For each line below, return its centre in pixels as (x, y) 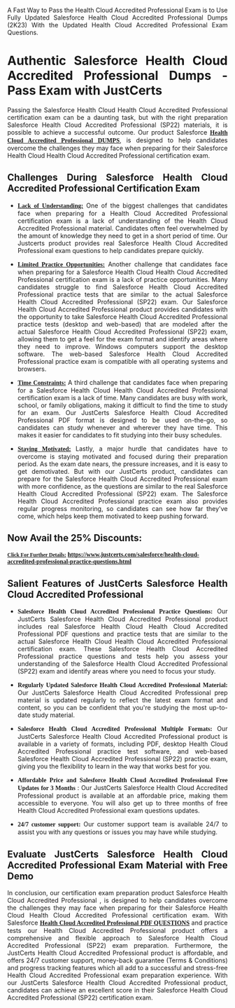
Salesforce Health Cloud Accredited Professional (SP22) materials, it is (117, 125)
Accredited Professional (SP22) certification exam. (80, 997)
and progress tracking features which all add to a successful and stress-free (117, 968)
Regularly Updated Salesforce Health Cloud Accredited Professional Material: (122, 685)
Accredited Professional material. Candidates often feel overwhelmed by (122, 228)
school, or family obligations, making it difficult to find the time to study (122, 405)
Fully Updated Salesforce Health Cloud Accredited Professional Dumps (117, 18)
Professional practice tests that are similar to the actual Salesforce (122, 294)
